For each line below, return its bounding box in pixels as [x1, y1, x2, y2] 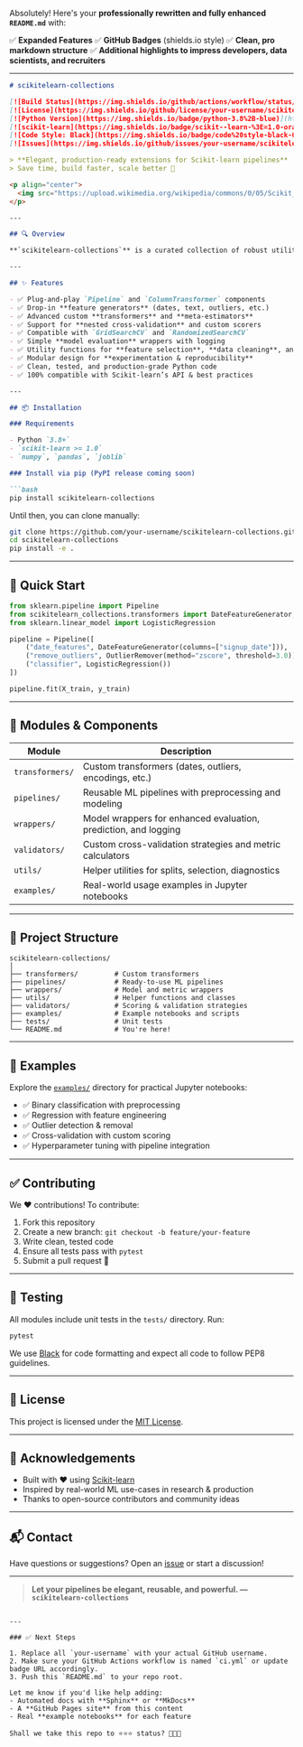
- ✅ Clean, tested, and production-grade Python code [9, 361, 218, 371]
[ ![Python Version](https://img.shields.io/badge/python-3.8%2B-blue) [9, 114, 280, 123]
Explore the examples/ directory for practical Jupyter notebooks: [9, 1082, 248, 1093]
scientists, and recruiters [9, 55, 106, 66]
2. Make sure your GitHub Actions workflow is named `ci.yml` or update [9, 1657, 289, 1666]
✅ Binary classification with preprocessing [22, 1099, 180, 1110]
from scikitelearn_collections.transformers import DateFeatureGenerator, [9, 610, 297, 619]
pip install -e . [9, 544, 75, 554]
